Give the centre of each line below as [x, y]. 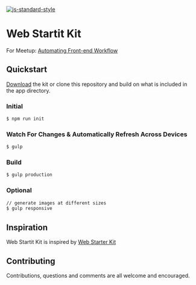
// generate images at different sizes [56, 203]
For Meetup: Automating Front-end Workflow [62, 50]
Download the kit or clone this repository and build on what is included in [97, 84]
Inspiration [27, 227]
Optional [19, 191]
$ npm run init [25, 119]
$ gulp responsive [29, 209]
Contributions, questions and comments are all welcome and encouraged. [98, 275]
